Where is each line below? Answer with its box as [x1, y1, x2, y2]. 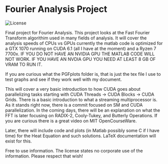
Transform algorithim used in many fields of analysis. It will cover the [5, 35, 147, 41]
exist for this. [5, 138, 32, 144]
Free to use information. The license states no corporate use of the [5, 148, 143, 154]
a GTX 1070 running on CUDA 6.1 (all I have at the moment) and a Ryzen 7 [5, 45, 156, 51]
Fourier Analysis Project [5, 3, 107, 15]
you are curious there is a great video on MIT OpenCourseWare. [5, 118, 137, 124]
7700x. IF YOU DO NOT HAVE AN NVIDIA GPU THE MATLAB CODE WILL [5, 51, 155, 57]
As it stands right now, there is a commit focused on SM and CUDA [5, 102, 143, 108]
